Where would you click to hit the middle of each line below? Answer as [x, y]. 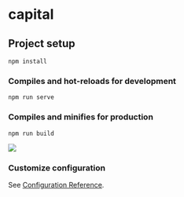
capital [31, 15]
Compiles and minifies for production [81, 117]
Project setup [42, 44]
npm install [28, 61]
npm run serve [31, 97]
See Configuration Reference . [56, 184]
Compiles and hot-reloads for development [92, 81]
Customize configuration [57, 168]
